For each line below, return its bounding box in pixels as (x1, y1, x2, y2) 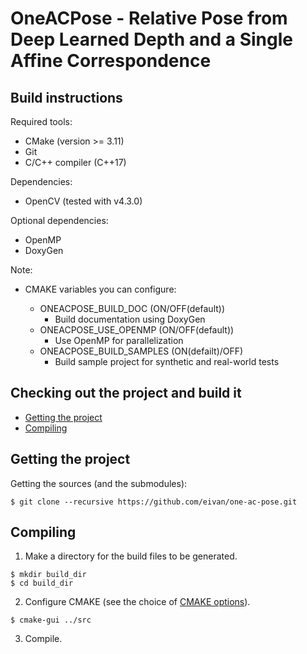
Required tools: (10, 116, 73, 127)
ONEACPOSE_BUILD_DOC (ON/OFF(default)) (39, 303, 226, 314)
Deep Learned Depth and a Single (10, 28, 294, 51)
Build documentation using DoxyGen (54, 313, 206, 325)
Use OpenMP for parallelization (54, 335, 184, 346)
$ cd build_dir (10, 578, 74, 589)
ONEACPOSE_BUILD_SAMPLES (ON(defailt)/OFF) (39, 345, 244, 357)
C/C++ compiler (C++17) (24, 157, 127, 168)
